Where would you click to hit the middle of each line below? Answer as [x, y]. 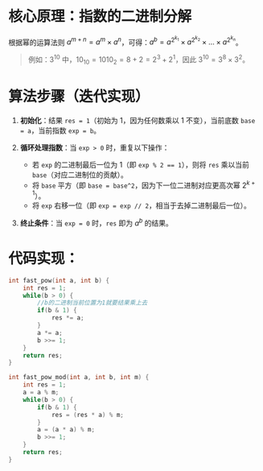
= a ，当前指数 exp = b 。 [60, 130]
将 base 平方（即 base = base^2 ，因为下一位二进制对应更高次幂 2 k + [144, 184]
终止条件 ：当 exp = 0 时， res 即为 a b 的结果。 [96, 222]
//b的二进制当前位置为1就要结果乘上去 [92, 303]
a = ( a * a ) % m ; [66, 430]
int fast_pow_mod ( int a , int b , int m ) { [79, 378]
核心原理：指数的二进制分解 [100, 17]
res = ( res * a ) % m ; [88, 415]
